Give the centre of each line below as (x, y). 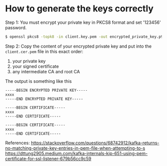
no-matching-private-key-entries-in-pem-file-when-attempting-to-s (75, 148)
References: (17, 143)
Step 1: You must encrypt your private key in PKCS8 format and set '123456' (83, 22)
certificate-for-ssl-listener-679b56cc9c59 (48, 159)
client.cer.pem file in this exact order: (44, 51)
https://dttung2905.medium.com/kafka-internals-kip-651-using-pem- (77, 153)
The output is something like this (39, 81)
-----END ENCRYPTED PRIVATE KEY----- (44, 99)
